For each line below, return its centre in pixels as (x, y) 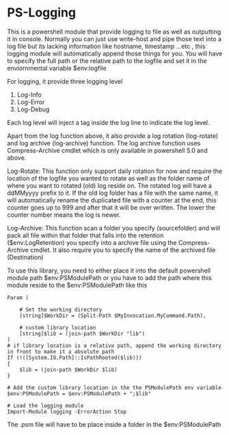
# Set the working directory (61, 309)
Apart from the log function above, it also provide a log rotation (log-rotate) (113, 136)
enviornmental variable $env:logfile (57, 68)
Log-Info (29, 95)
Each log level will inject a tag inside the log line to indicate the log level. (108, 122)
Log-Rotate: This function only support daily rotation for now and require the (115, 171)
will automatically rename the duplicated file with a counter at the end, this (112, 200)
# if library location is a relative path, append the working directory (114, 345)
